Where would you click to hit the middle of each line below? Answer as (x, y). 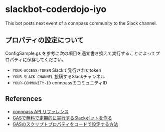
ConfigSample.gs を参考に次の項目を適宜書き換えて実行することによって (80, 53)
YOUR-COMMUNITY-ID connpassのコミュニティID (60, 83)
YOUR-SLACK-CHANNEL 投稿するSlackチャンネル (59, 76)
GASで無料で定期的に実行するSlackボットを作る (62, 118)
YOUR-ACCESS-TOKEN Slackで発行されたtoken (57, 70)
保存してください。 (47, 59)
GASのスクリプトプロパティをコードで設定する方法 (65, 124)
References (24, 99)
